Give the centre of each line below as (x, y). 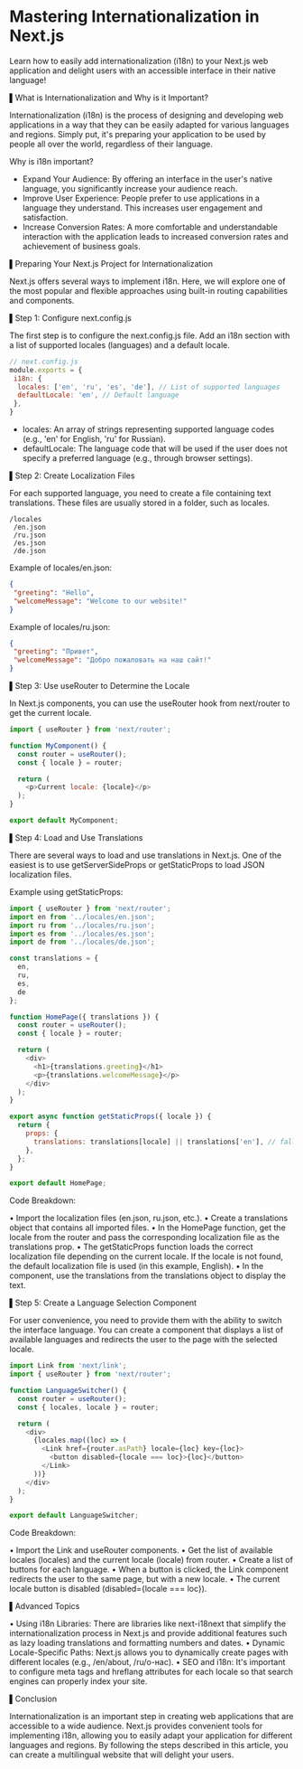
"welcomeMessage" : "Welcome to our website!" (100, 601)
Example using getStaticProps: (66, 891)
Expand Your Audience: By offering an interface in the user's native (147, 179)
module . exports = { (46, 370)
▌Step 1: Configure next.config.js (71, 317)
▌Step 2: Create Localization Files (72, 475)
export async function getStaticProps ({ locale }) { (110, 1117)
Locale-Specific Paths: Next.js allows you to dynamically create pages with (149, 1652)
